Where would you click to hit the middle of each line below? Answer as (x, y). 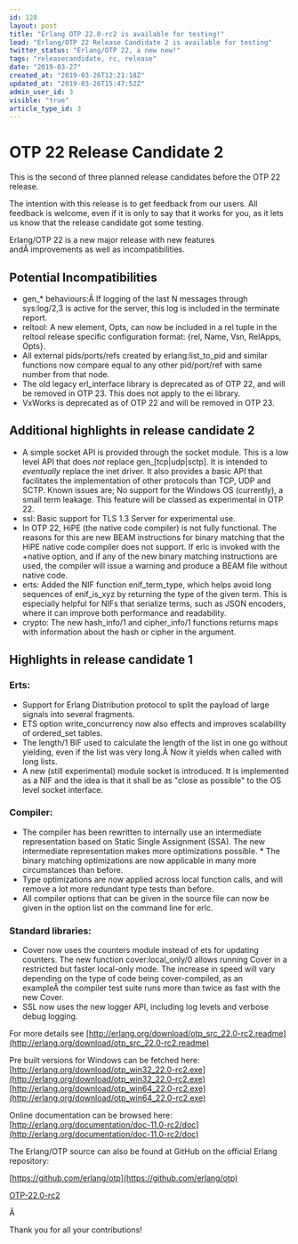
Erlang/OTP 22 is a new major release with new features (112, 240)
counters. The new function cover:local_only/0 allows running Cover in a (154, 960)
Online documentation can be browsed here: (91, 1115)
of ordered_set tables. (62, 733)
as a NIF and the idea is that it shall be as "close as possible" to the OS (152, 780)
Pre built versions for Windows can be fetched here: (105, 1061)
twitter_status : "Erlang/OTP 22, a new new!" (95, 51)
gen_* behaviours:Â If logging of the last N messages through (135, 299)
